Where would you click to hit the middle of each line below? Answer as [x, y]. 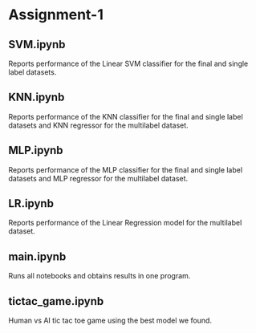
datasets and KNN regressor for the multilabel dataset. [98, 125]
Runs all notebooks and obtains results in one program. [100, 276]
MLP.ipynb [36, 150]
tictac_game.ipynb [56, 301]
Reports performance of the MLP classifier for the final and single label [126, 169]
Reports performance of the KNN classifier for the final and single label [126, 116]
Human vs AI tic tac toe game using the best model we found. [110, 321]
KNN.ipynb [37, 97]
